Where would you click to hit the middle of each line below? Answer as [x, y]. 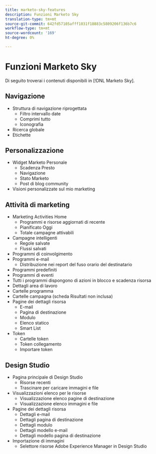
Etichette [21, 135]
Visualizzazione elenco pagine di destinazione [67, 399]
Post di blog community [44, 184]
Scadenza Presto [37, 168]
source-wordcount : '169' [31, 33]
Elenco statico [34, 323]
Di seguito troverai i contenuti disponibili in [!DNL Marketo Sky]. [70, 80]
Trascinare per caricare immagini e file [59, 388]
